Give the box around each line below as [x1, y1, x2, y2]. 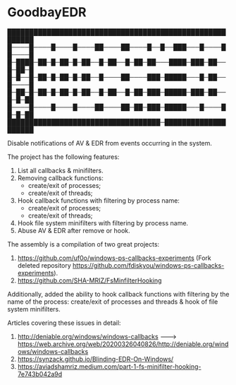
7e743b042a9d [17, 369, 63, 378]
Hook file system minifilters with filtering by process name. [17, 218, 189, 227]
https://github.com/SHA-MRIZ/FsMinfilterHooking [17, 276, 162, 285]
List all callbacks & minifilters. [17, 166, 104, 174]
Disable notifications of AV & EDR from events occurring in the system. [7, 138, 213, 147]
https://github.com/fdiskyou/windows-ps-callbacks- [73, 261, 225, 269]
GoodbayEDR [7, 4, 87, 20]
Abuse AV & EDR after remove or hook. [17, 226, 130, 235]
